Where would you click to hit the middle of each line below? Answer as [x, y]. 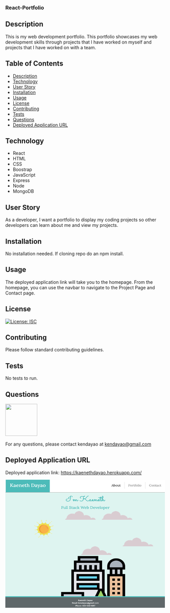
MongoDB [23, 192]
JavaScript [24, 175]
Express [21, 180]
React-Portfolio [25, 8]
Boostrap [22, 170]
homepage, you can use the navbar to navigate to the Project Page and [80, 287]
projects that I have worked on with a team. [51, 47]
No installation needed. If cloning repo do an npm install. [65, 253]
